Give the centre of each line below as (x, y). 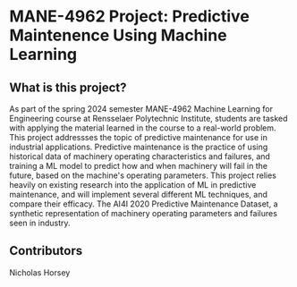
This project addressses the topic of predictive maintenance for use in (139, 137)
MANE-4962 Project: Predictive (130, 17)
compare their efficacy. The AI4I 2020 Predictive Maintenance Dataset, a (144, 204)
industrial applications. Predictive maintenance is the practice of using (139, 147)
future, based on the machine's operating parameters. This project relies (143, 175)
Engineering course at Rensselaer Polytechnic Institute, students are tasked (148, 118)
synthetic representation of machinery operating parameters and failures (143, 213)
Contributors (46, 251)
